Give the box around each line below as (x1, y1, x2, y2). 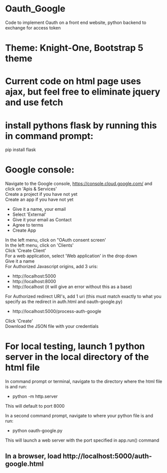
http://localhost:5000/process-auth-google (12, 309, 101, 315)
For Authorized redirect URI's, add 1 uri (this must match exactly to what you (5, 294, 162, 300)
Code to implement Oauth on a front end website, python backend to (5, 19, 147, 25)
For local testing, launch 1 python (5, 341, 146, 352)
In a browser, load (5, 452, 61, 460)
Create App (12, 227, 36, 233)
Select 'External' (12, 211, 46, 217)
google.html (5, 460, 44, 468)
